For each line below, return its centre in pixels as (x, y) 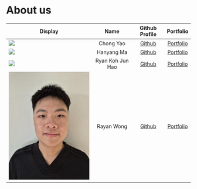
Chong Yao (112, 43)
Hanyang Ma (112, 52)
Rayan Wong (112, 126)
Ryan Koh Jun (112, 61)
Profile (148, 34)
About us (29, 10)
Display (49, 31)
